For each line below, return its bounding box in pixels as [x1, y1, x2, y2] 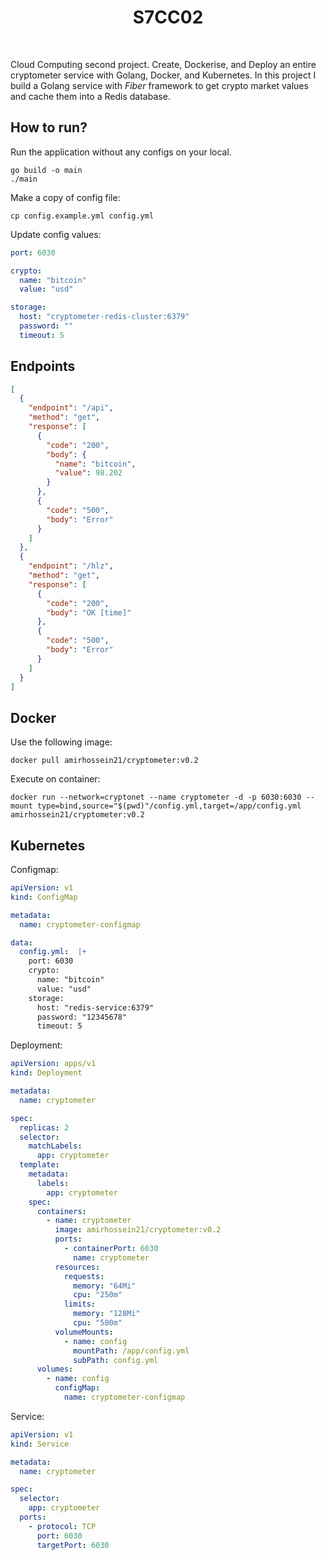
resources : [54, 1262, 101, 1272]
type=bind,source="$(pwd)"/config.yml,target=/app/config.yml [36, 801, 302, 811]
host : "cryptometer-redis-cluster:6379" [19, 312, 190, 322]
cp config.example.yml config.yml [10, 211, 155, 221]
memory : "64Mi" [73, 1281, 137, 1291]
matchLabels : [28, 1141, 83, 1151]
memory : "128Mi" [73, 1309, 141, 1319]
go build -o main [10, 165, 83, 175]
